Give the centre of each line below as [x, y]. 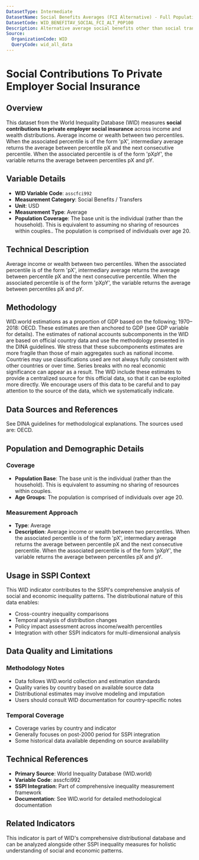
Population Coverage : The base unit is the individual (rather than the [99, 218]
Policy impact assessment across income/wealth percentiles [89, 626]
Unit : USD [27, 205]
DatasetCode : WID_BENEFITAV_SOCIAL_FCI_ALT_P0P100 [70, 22]
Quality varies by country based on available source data [84, 687]
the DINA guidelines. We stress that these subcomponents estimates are [94, 347]
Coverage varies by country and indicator [65, 728]
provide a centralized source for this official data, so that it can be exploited [98, 378]
